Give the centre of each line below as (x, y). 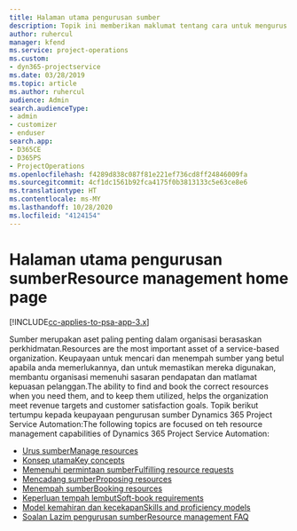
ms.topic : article (43, 83)
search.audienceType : (49, 108)
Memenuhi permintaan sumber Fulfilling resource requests (128, 469)
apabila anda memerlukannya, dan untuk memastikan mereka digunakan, (143, 367)
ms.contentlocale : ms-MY (55, 199)
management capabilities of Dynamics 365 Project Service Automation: (140, 433)
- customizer (33, 125)
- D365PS (25, 158)
